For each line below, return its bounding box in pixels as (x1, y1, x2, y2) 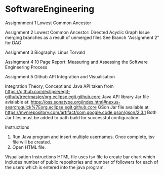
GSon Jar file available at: (98, 104, 150, 110)
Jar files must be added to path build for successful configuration (5, 114, 139, 120)
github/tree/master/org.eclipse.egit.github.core (5, 94, 101, 100)
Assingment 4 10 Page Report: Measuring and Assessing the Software (5, 59, 148, 65)
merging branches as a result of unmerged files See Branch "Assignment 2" (5, 35, 160, 40)
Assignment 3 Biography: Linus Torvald (5, 49, 85, 55)
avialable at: (5, 99, 30, 105)
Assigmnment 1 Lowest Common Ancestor (5, 20, 91, 26)
